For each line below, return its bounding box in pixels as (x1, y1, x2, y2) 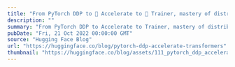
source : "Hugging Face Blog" (7, 36, 92, 43)
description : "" (7, 17, 55, 24)
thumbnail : (7, 50, 39, 57)
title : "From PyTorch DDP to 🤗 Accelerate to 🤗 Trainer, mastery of (7, 10, 211, 17)
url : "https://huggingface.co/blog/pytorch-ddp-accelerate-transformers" (7, 43, 227, 50)
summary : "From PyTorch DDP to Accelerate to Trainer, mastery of (7, 23, 205, 30)
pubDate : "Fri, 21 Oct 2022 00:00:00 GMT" (7, 29, 133, 37)
